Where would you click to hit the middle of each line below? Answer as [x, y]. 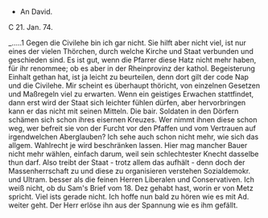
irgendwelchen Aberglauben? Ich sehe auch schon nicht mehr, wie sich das [134, 137]
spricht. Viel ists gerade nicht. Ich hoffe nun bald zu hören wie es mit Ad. [129, 197]
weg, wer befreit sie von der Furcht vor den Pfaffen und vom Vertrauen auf [132, 128]
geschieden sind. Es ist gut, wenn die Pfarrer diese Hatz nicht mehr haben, [132, 60]
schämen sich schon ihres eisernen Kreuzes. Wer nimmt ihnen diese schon [133, 119]
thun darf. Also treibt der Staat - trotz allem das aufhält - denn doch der [127, 162]
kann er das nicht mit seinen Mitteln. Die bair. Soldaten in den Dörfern [124, 111]
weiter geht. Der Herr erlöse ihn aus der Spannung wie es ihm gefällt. [123, 205]
